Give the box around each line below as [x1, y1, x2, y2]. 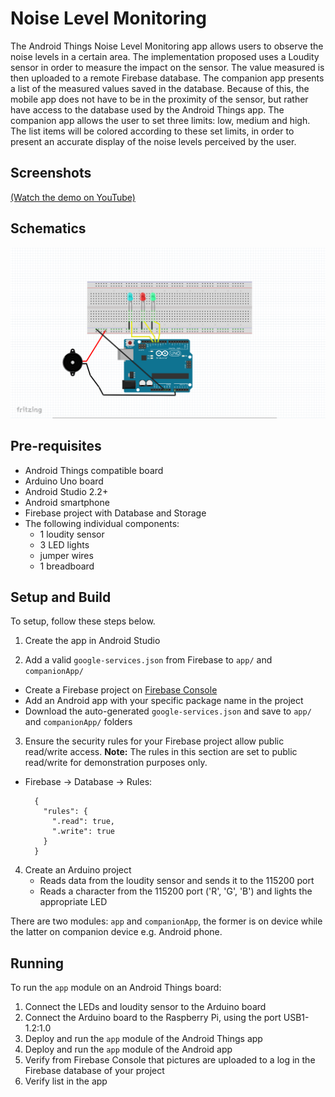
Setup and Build [10, 588, 112, 606]
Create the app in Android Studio [24, 635, 161, 647]
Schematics [10, 220, 87, 237]
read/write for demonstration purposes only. [24, 757, 208, 769]
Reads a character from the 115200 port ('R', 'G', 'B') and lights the [39, 885, 313, 897]
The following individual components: [24, 517, 180, 529]
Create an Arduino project [24, 864, 132, 876]
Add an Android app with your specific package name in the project [24, 695, 304, 707]
